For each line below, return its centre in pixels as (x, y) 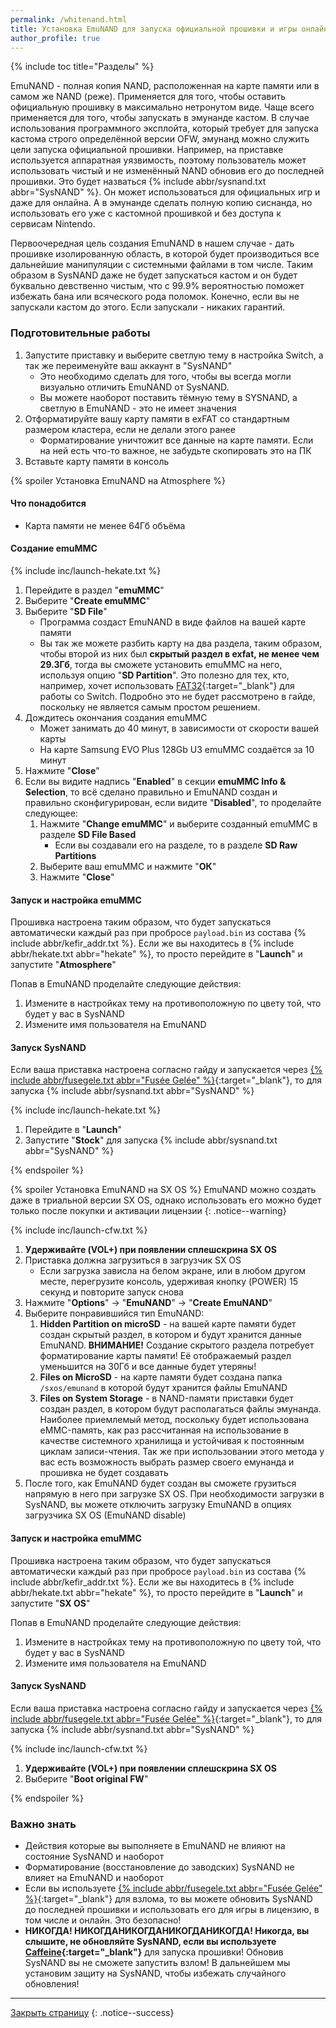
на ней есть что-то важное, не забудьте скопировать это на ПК (175, 450)
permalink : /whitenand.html (69, 19)
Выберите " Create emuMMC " (87, 601)
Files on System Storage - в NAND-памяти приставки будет (166, 1398)
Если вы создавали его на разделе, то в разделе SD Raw (176, 845)
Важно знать (43, 1824)
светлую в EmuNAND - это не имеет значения (138, 408)
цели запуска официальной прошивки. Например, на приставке (147, 150)
